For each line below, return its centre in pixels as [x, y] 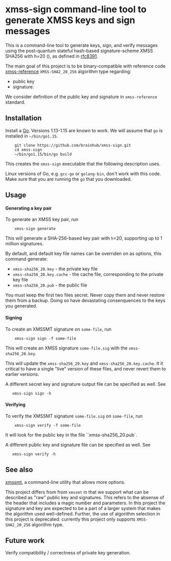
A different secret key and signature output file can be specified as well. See [86, 384]
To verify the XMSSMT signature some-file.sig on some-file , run [74, 416]
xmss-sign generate [35, 229]
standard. [15, 102]
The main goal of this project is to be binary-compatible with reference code [86, 66]
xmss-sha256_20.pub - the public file [50, 285]
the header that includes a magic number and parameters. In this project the [86, 503]
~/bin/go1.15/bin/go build [43, 154]
